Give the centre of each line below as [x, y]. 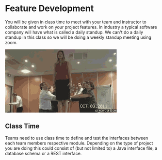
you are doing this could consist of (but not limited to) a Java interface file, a [81, 148]
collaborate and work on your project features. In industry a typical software [81, 27]
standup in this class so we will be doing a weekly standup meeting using [78, 37]
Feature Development [49, 8]
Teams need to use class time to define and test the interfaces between [77, 138]
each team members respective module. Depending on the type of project [79, 143]
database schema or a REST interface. [43, 153]
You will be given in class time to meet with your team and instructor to [76, 22]
